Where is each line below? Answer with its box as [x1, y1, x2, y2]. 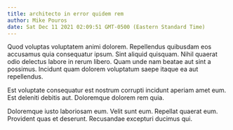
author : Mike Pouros [7, 17, 68, 24]
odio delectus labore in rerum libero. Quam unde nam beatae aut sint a [7, 58, 212, 66]
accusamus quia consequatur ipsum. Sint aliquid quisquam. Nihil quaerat [7, 50, 218, 58]
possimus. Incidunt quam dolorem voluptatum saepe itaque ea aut [7, 65, 199, 74]
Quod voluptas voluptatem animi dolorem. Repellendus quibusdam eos [7, 43, 212, 51]
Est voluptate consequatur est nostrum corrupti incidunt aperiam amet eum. [7, 86, 227, 95]
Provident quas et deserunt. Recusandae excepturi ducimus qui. [7, 115, 193, 123]
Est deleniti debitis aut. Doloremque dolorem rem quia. [7, 93, 165, 102]
